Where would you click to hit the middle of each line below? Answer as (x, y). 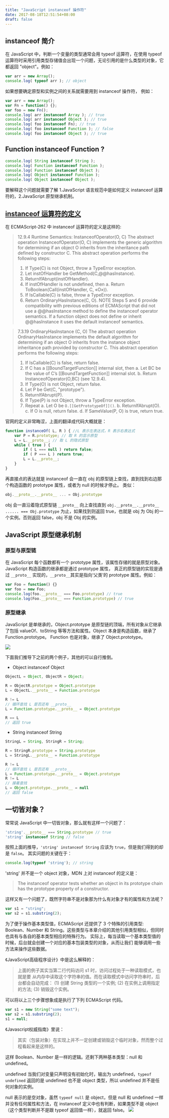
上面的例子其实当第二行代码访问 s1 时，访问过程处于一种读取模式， (87, 970)
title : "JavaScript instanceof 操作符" (46, 10)
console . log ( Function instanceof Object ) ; (53, 170)
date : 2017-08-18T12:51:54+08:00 (40, 15)
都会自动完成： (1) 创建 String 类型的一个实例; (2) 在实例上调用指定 (91, 983)
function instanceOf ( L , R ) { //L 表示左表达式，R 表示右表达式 (70, 431)
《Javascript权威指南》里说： (35, 1029)
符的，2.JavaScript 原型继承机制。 (41, 196)
